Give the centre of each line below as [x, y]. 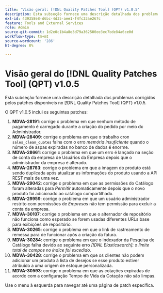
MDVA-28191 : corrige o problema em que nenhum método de [74, 121]
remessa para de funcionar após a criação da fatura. [65, 234]
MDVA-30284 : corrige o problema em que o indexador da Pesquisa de [83, 240]
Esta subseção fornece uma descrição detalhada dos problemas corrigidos [80, 97]
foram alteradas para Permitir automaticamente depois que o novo [78, 188]
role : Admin [17, 28]
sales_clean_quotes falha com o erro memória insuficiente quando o [80, 142]
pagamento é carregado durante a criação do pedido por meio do [78, 126]
